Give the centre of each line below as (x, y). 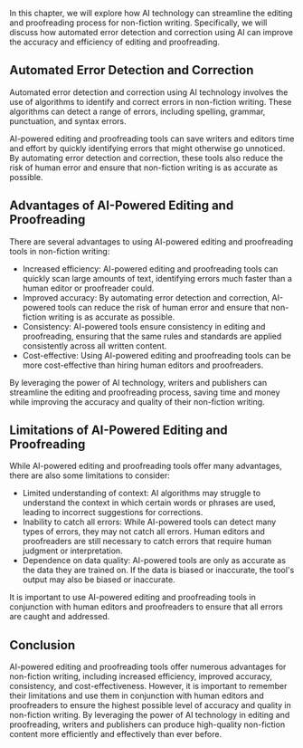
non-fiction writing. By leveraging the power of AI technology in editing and (150, 715)
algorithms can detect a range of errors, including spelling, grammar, (137, 111)
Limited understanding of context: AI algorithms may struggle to (141, 494)
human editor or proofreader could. (88, 288)
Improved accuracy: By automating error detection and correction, (146, 297)
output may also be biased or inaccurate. (99, 580)
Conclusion (43, 645)
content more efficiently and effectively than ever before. (116, 734)
